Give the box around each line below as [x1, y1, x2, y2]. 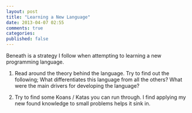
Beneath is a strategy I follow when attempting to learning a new [6, 52, 161, 59]
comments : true [6, 25, 43, 31]
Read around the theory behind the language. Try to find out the [14, 70, 170, 77]
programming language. [6, 58, 65, 65]
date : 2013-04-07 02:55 [6, 19, 65, 25]
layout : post [6, 8, 38, 15]
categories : [6, 31, 35, 36]
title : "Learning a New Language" [6, 14, 91, 20]
